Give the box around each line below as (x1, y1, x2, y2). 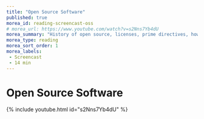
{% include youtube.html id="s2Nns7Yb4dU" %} (6, 106, 129, 113)
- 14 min (8, 59, 32, 66)
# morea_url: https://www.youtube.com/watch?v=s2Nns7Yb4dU (6, 25, 159, 32)
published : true (6, 15, 47, 21)
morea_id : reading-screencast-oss (6, 20, 94, 26)
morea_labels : (6, 49, 42, 55)
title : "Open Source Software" (6, 8, 86, 15)
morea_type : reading (6, 37, 59, 43)
